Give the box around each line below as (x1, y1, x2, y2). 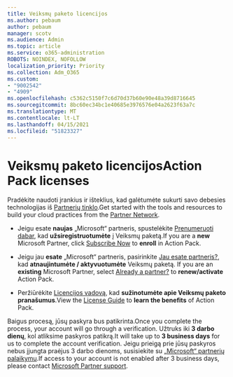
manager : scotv (7, 29, 52, 37)
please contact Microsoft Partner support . (7, 362, 128, 370)
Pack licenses (7, 172, 90, 188)
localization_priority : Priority (7, 62, 105, 69)
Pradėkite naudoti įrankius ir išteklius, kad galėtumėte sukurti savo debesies (7, 196, 226, 204)
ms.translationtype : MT (7, 108, 77, 115)
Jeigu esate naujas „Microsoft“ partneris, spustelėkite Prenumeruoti (17, 224, 214, 233)
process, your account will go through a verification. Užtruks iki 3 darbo (7, 324, 215, 333)
